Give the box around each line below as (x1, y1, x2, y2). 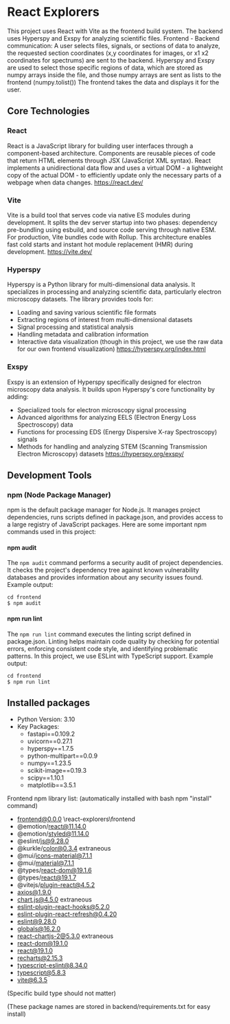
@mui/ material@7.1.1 (16, 859, 74, 867)
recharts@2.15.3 (16, 954, 63, 962)
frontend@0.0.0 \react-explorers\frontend (16, 815, 136, 823)
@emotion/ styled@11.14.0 (16, 830, 89, 838)
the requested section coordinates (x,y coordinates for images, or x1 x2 (7, 49, 209, 57)
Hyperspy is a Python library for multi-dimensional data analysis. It (7, 280, 196, 289)
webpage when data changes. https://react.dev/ (7, 178, 143, 186)
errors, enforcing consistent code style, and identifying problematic (7, 644, 198, 652)
